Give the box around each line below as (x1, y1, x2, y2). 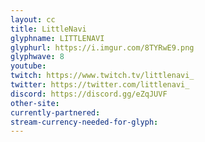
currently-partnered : (10, 107, 101, 118)
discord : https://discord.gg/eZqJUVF (10, 89, 168, 99)
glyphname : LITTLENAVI (10, 33, 105, 43)
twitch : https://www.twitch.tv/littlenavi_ (10, 71, 195, 81)
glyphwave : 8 (10, 52, 65, 62)
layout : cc (10, 14, 56, 25)
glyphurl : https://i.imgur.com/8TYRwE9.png (10, 42, 195, 53)
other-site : (10, 98, 60, 108)
